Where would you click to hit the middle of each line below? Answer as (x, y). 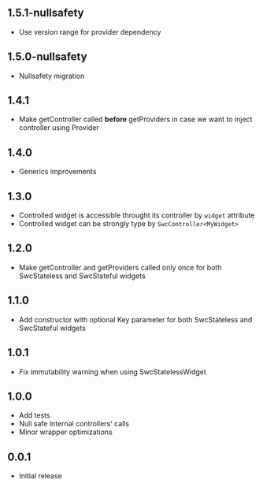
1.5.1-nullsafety (46, 13)
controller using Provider (59, 128)
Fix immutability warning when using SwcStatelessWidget (112, 372)
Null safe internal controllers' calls (74, 424)
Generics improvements (57, 172)
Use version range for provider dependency (90, 32)
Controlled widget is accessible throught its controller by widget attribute (137, 215)
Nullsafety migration (52, 76)
